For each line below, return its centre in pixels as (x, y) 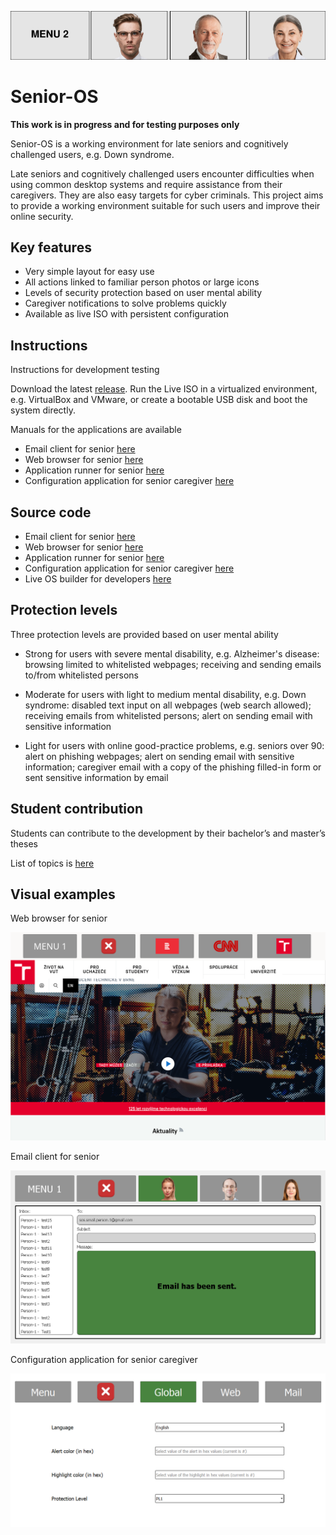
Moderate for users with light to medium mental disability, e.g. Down (165, 694)
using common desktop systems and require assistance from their (146, 184)
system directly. (43, 410)
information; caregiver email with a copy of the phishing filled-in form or (173, 767)
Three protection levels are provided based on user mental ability (144, 634)
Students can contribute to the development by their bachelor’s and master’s (168, 833)
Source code (51, 512)
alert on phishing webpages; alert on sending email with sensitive (159, 756)
